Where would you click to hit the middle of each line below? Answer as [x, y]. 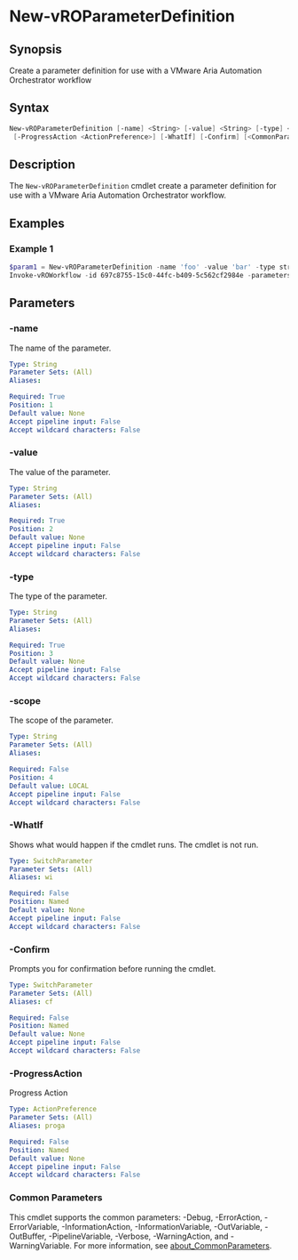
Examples [37, 223]
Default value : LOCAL [49, 786]
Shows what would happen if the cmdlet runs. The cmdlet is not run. [134, 844]
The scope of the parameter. [61, 720]
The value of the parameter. [60, 472]
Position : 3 [31, 653]
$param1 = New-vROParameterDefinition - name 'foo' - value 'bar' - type [142, 267]
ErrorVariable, [35, 1226]
